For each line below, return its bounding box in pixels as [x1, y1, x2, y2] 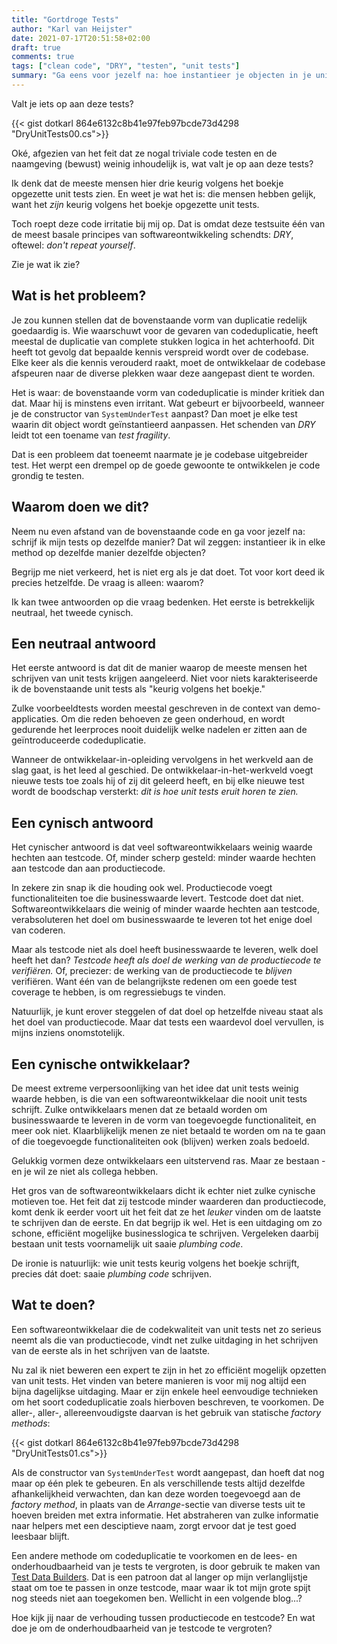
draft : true [11, 42, 61, 53]
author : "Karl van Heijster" [11, 24, 133, 34]
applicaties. [11, 713, 59, 725]
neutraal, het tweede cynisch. [11, 606, 134, 618]
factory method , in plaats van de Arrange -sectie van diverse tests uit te [11, 1498, 306, 1510]
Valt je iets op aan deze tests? [11, 97, 134, 110]
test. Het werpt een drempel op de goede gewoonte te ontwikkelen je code [11, 459, 321, 471]
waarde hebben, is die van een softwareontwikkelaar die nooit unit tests [11, 1092, 308, 1105]
